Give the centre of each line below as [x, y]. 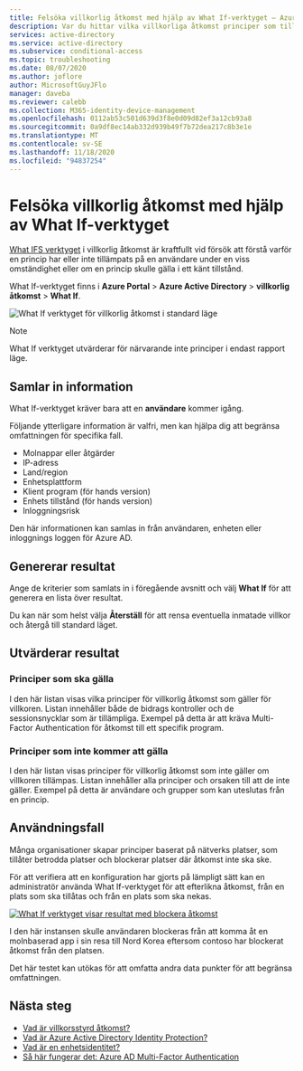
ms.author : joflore [46, 77]
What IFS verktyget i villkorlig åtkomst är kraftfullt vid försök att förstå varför [151, 250]
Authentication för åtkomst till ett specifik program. [129, 727]
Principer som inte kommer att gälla [89, 751]
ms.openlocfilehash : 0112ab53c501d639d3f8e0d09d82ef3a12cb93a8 [131, 118]
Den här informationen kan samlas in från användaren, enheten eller [136, 528]
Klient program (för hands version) [87, 492]
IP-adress [40, 463]
